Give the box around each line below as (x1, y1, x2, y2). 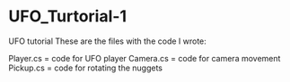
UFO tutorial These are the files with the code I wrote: (8, 36, 207, 46)
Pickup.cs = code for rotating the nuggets (8, 62, 163, 73)
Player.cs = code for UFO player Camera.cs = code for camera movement (8, 53, 281, 63)
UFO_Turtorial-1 (8, 6, 127, 27)
